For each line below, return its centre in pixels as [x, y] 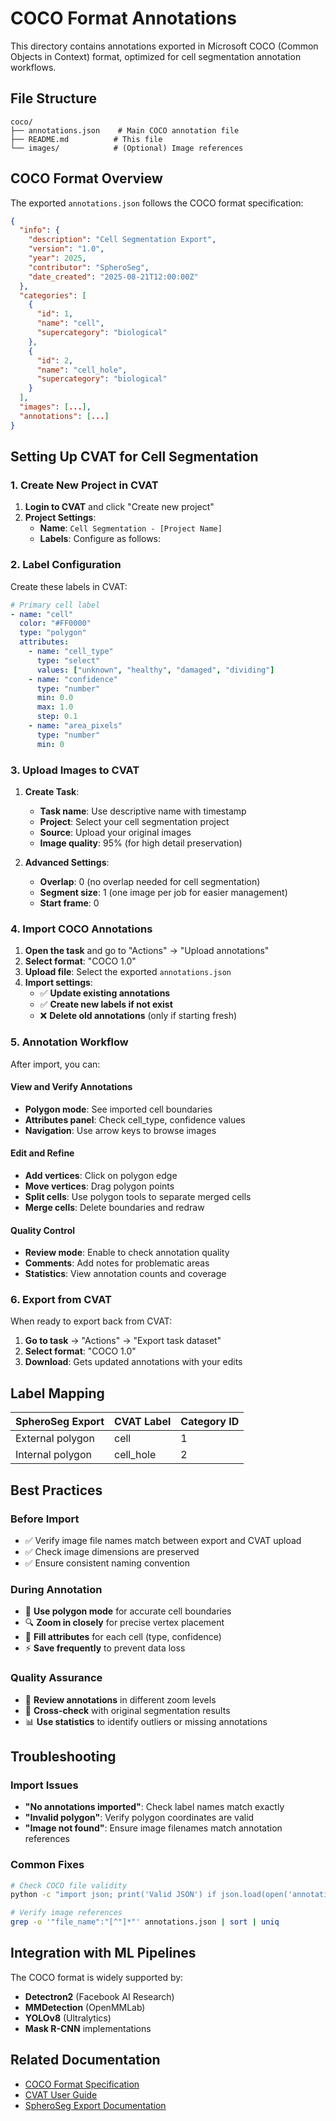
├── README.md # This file [86, 139]
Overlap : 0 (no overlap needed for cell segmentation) [150, 881]
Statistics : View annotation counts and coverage [125, 1274]
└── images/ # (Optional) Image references [127, 148]
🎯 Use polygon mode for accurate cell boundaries [128, 1611]
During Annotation [56, 1589]
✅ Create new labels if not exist [106, 1004]
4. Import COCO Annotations [81, 929]
